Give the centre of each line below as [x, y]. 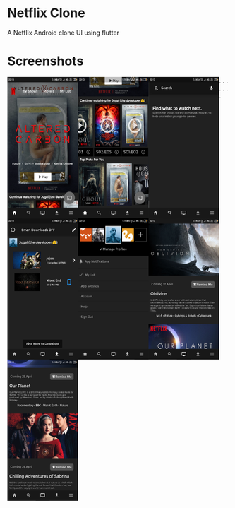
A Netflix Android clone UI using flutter [64, 33]
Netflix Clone [47, 13]
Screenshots [46, 61]
